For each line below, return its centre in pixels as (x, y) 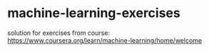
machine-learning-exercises (94, 13)
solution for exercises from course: (59, 33)
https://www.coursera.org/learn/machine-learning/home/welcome (104, 40)
